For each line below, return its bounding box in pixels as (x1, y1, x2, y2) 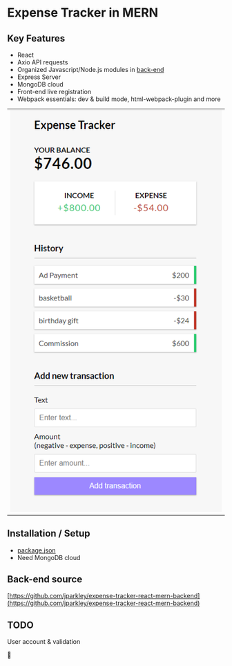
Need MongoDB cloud (17, 553, 81, 561)
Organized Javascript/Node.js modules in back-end (17, 66, 164, 73)
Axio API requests (17, 58, 68, 66)
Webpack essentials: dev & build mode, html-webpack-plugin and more (17, 95, 221, 103)
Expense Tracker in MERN (7, 5, 159, 21)
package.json (17, 546, 57, 555)
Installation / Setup (7, 528, 90, 539)
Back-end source (7, 573, 83, 586)
